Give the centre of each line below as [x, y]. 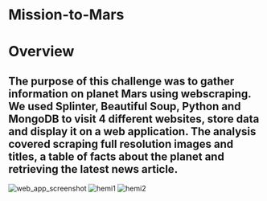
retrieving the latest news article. [93, 169]
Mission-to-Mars [66, 15]
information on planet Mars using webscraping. [130, 94]
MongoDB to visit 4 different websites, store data [134, 119]
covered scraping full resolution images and [121, 144]
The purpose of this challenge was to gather [121, 81]
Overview [41, 52]
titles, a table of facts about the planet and [117, 156]
